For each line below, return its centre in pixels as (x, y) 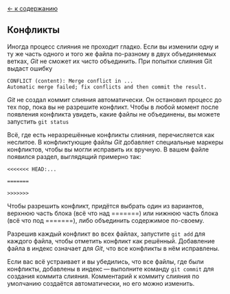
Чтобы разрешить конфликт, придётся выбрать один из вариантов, (105, 206)
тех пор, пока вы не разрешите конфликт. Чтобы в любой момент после (113, 107)
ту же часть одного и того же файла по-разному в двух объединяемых (112, 53)
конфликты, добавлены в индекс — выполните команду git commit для (111, 269)
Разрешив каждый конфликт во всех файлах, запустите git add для (106, 234)
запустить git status (38, 121)
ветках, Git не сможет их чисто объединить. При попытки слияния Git (110, 61)
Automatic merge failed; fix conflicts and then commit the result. (107, 87)
